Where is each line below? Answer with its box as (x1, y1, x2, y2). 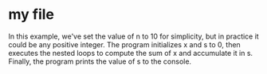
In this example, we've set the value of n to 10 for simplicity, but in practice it (8, 31, 259, 41)
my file (8, 6, 54, 24)
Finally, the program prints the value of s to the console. (8, 57, 192, 66)
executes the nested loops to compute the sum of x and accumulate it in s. (8, 48, 253, 57)
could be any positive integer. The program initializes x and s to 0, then (8, 39, 241, 49)
